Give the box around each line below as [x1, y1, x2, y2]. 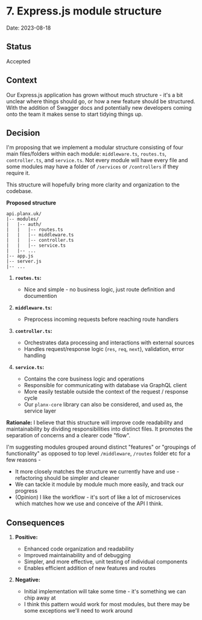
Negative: [14, 576, 40, 583]
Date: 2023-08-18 [6, 24, 51, 31]
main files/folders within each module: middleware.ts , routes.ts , [6, 150, 167, 157]
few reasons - [6, 457, 41, 464]
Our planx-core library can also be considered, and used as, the [24, 401, 183, 408]
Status [6, 42, 32, 52]
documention [24, 293, 57, 300]
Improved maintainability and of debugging [24, 552, 131, 559]
